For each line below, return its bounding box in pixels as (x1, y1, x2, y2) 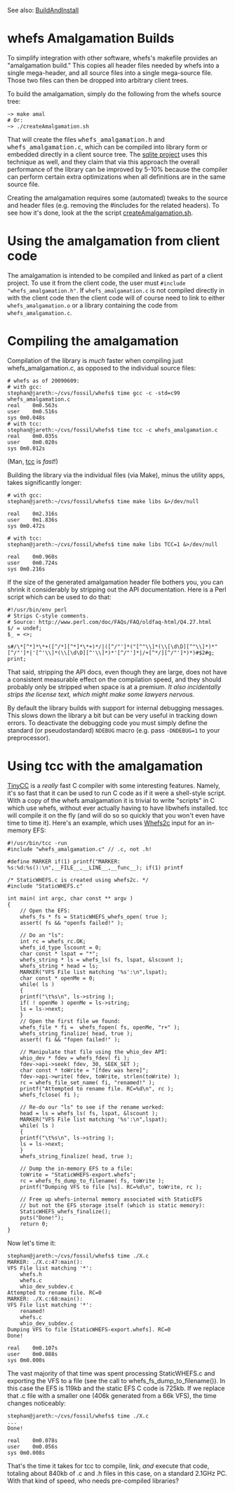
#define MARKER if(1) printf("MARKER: (7, 858, 121, 865)
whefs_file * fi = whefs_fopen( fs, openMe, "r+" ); (20, 1024, 180, 1031)
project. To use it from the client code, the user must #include (7, 279, 186, 287)
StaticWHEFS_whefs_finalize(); (20, 1208, 112, 1215)
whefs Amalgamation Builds (7, 31, 175, 46)
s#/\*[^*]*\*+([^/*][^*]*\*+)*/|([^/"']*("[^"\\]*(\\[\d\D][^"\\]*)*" (7, 643, 218, 650)
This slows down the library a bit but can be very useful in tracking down (7, 711, 217, 719)
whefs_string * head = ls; (20, 962, 99, 969)
